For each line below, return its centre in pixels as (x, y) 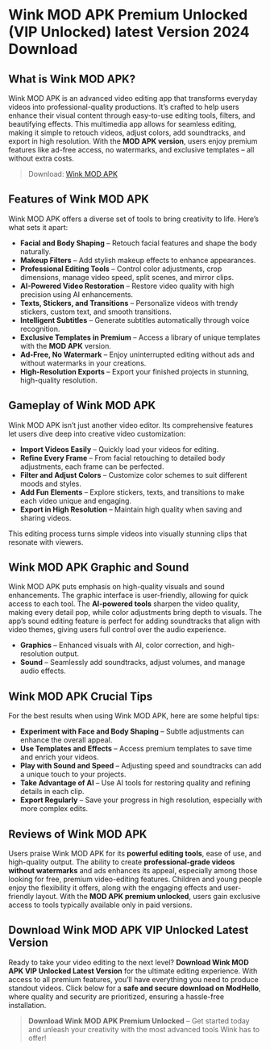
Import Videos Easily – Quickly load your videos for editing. (119, 449)
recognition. (40, 328)
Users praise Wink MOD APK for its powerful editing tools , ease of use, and (135, 854)
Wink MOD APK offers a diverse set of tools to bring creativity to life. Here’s (134, 219)
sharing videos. (46, 517)
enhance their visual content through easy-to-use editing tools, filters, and (132, 115)
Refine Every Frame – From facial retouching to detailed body (123, 458)
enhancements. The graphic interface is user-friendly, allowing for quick (128, 596)
